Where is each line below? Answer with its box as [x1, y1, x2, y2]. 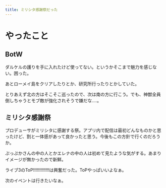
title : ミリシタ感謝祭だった [5, 7, 58, 12]
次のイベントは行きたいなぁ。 [5, 178, 66, 184]
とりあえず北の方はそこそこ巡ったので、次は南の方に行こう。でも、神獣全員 [5, 91, 161, 97]
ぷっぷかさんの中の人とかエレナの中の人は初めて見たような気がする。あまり [5, 150, 162, 156]
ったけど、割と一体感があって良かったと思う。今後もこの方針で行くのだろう [5, 133, 161, 139]
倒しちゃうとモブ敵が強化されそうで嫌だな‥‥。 [5, 97, 102, 103]
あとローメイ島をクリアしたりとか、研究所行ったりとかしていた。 [5, 80, 140, 87]
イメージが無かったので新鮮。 [5, 157, 66, 163]
